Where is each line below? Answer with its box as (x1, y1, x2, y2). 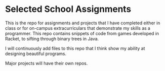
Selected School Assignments (5, 3, 131, 15)
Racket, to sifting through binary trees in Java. (5, 36, 99, 42)
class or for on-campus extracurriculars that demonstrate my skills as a (5, 25, 151, 31)
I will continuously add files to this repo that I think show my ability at (5, 45, 145, 51)
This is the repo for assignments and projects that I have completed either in (5, 20, 161, 26)
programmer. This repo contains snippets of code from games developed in (5, 30, 159, 36)
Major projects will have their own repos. (5, 60, 88, 66)
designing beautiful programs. (5, 51, 67, 57)
